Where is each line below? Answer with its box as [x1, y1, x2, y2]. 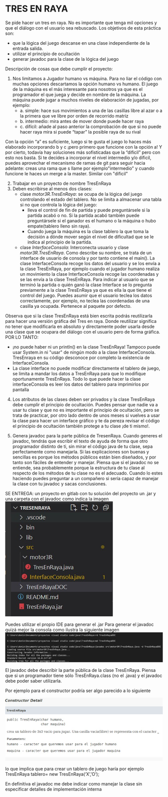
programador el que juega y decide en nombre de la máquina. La [12, 91, 146, 97]
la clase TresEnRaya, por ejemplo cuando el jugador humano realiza [19, 266, 160, 272]
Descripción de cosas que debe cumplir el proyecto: [5, 66, 113, 72]
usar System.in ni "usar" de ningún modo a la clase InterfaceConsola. [12, 349, 156, 355]
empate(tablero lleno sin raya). [27, 223, 91, 229]
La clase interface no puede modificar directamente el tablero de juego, [12, 365, 160, 371]
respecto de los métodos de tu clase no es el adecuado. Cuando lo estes [12, 470, 163, 476]
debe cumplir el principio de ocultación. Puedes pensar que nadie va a [12, 401, 158, 407]
